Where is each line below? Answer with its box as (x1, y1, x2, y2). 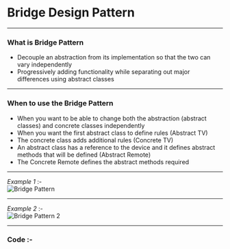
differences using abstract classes (16, 75, 114, 83)
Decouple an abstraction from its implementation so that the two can (16, 53, 211, 62)
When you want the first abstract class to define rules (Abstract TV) (16, 129, 208, 137)
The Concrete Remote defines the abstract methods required (16, 157, 190, 166)
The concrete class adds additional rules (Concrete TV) (16, 135, 174, 144)
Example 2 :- (7, 204, 43, 213)
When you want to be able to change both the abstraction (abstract (16, 114, 207, 122)
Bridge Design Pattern (7, 5, 135, 21)
